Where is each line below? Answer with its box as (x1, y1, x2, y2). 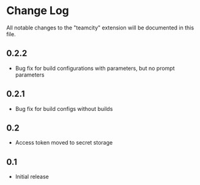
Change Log (6, 4, 69, 18)
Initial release (15, 173, 49, 181)
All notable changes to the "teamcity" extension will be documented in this (6, 24, 194, 31)
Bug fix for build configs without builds (15, 105, 113, 112)
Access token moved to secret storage (15, 139, 113, 146)
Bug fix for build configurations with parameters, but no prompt (15, 64, 176, 72)
